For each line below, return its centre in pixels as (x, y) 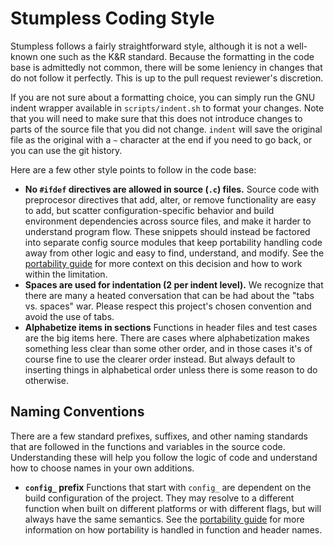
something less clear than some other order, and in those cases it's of (168, 348)
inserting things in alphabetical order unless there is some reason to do (171, 369)
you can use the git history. (66, 150)
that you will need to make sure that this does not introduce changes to (156, 118)
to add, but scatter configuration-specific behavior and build (149, 210)
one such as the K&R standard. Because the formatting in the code (177, 56)
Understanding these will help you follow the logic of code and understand (164, 457)
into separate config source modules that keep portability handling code (173, 242)
